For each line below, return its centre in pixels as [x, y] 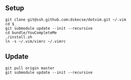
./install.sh [19, 37]
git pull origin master [30, 68]
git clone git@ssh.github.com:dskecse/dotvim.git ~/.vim [66, 19]
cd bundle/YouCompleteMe [31, 33]
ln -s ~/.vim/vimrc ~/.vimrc [35, 41]
